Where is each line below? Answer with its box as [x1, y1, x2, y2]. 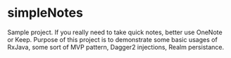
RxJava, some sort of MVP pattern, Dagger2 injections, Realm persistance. [7, 43, 225, 51]
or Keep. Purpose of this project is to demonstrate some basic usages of [7, 35, 218, 43]
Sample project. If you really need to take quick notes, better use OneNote [7, 28, 223, 36]
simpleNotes [7, 5, 83, 21]
